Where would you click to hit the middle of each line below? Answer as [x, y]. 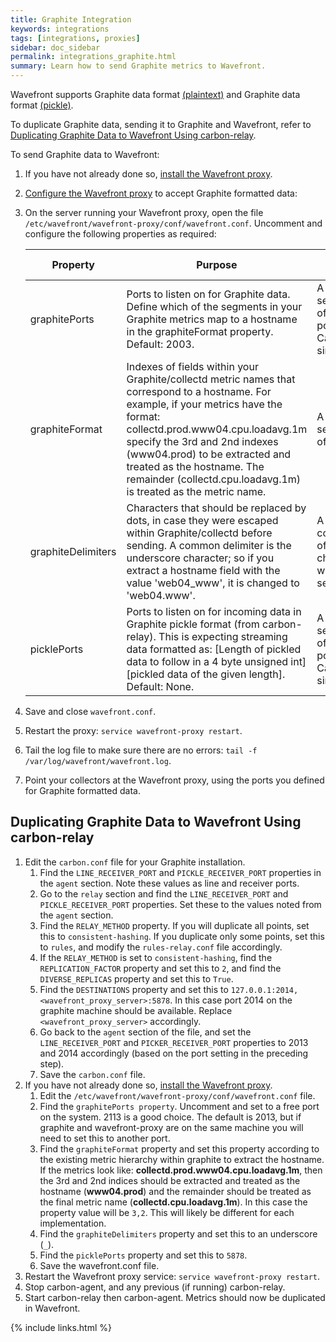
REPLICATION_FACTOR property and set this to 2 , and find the [160, 968]
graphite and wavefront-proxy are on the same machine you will [171, 1127]
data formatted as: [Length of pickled [214, 649]
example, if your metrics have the [204, 404]
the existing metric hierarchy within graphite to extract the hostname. [182, 1159]
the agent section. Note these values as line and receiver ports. [169, 883]
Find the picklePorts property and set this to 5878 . [143, 1255]
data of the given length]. [226, 674]
